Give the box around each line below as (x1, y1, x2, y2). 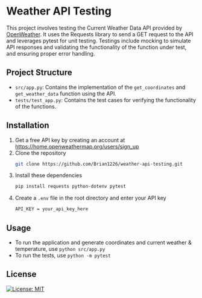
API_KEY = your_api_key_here (14, 206, 89, 212)
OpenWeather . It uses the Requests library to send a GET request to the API (6, 30, 194, 37)
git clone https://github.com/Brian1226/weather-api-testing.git (14, 161, 183, 167)
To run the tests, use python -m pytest (14, 252, 111, 259)
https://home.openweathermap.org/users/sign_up (14, 143, 139, 150)
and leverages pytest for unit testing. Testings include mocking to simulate (6, 37, 191, 44)
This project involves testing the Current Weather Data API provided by (6, 24, 183, 31)
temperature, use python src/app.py (14, 245, 106, 252)
